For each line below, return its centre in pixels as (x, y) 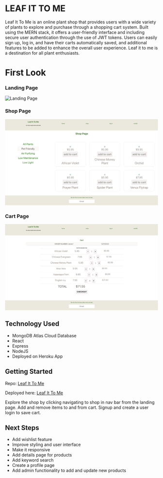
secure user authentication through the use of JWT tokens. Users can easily (81, 37)
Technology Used (32, 324)
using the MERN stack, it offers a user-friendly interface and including (75, 32)
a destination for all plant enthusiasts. (42, 53)
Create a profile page (33, 465)
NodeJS (20, 351)
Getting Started (29, 372)
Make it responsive (31, 450)
